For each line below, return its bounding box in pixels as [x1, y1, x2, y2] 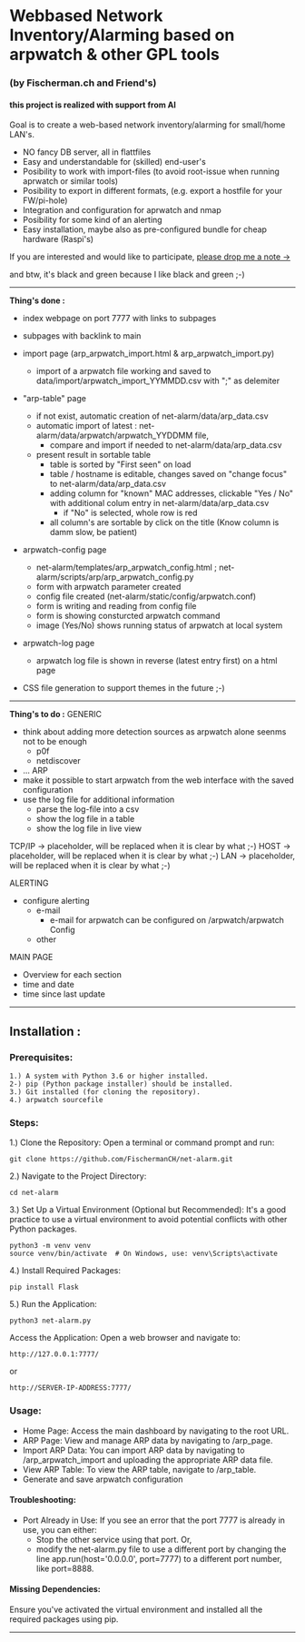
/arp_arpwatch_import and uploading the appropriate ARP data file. [22, 1454, 274, 1465]
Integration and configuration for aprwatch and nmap [22, 205, 221, 216]
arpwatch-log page [22, 638, 95, 649]
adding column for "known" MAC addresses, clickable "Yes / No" [49, 488, 293, 499]
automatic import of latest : [35, 421, 138, 431]
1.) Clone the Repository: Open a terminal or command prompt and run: [9, 1137, 275, 1148]
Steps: [9, 1116, 39, 1129]
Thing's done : [9, 295, 65, 306]
